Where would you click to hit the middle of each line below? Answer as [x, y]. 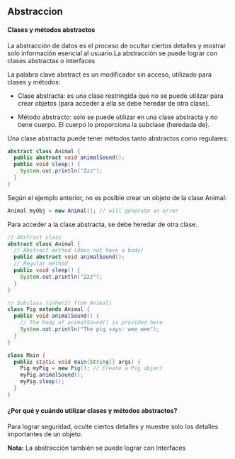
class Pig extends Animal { [49, 309]
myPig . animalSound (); [52, 375]
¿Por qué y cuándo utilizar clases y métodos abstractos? [92, 411]
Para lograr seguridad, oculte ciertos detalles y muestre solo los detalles [113, 427]
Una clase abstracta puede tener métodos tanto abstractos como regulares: [118, 138]
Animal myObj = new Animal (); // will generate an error [93, 211]
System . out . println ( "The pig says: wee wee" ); [90, 329]
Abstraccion [35, 12]
